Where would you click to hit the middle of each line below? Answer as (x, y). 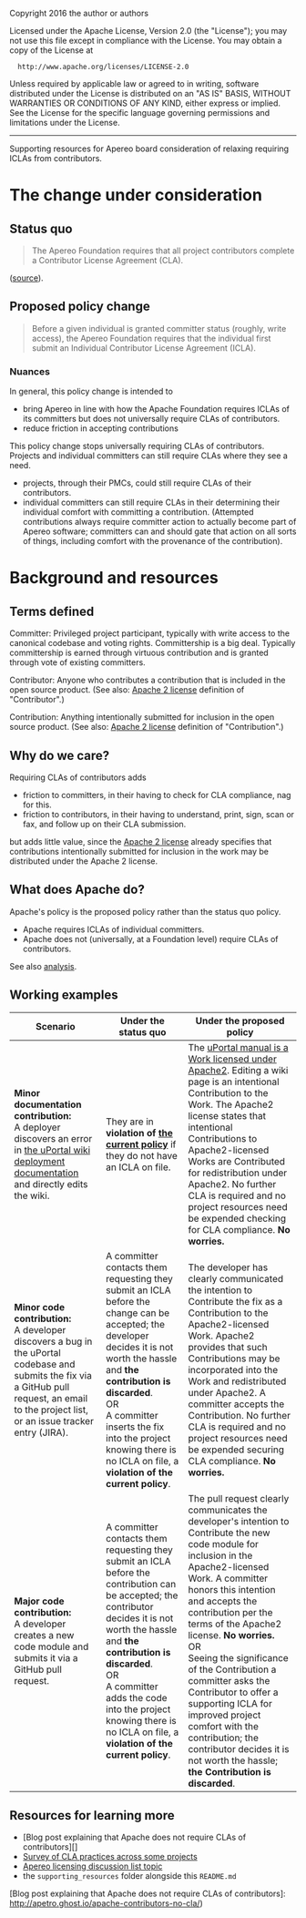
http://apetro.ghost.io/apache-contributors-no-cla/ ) (106, 1903)
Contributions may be (234, 1359)
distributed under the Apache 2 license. (84, 861)
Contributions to (223, 1138)
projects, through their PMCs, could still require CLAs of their (137, 483)
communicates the (228, 1510)
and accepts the (223, 1601)
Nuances (30, 371)
